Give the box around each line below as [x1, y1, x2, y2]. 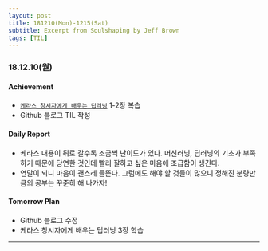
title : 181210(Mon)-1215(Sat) [8, 19, 109, 27]
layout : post [8, 11, 52, 20]
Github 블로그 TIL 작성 [19, 111, 91, 120]
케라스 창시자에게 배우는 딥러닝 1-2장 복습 [19, 100, 141, 110]
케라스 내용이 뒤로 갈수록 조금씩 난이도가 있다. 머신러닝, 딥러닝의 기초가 [19, 148, 242, 158]
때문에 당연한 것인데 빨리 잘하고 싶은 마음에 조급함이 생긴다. [34, 158, 220, 167]
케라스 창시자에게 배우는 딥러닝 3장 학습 [19, 225, 144, 235]
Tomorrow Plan [8, 197, 60, 206]
